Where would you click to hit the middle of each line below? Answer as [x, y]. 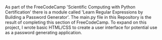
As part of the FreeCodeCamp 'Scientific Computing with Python [70, 7]
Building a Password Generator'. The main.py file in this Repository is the [78, 17]
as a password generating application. [44, 33]
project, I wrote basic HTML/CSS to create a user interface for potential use [81, 27]
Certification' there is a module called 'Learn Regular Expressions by [74, 12]
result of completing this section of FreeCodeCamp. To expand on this [76, 22]
